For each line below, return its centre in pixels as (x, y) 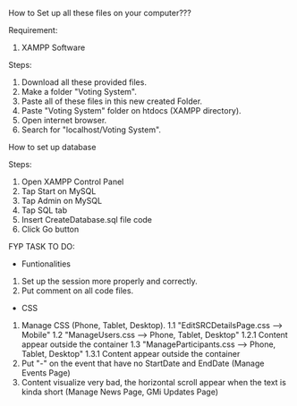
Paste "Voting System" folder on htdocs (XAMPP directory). (132, 110)
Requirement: (33, 30)
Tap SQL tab (44, 210)
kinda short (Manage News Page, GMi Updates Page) (120, 392)
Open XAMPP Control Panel (72, 182)
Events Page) (46, 373)
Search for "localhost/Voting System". (91, 130)
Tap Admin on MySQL (62, 201)
